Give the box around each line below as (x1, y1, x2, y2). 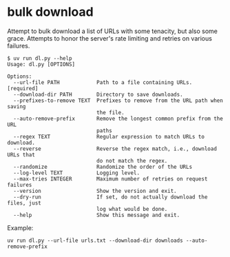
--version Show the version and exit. (13, 187, 177, 194)
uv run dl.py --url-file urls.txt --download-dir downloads (7, 237, 184, 244)
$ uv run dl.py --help (7, 54, 72, 62)
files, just (7, 199, 41, 207)
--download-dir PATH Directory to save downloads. (13, 91, 184, 98)
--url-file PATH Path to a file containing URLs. (13, 79, 193, 86)
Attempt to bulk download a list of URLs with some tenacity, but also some (7, 27, 218, 35)
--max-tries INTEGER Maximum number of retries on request (13, 175, 208, 183)
